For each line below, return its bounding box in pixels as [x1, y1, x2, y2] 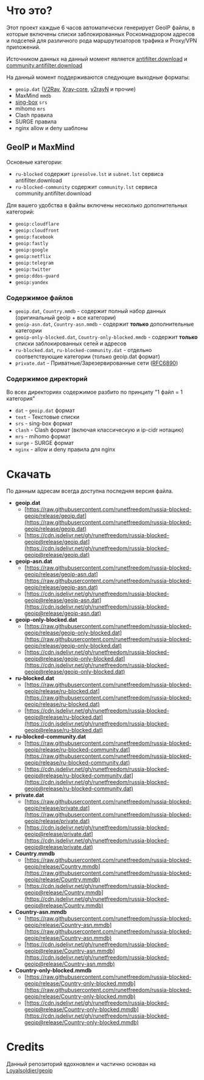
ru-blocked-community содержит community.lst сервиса [15, 183, 158, 190]
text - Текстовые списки [15, 413, 80, 421]
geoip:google [15, 247, 49, 253]
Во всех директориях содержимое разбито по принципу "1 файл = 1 [6, 389, 183, 396]
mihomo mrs [15, 105, 46, 112]
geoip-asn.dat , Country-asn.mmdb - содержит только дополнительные [15, 320, 194, 328]
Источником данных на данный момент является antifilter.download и [6, 55, 188, 62]
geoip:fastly [15, 240, 49, 246]
